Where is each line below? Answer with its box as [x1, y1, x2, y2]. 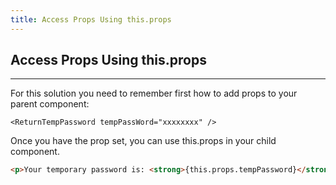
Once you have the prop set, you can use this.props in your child [10, 135, 277, 147]
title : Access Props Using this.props [10, 14, 172, 25]
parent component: [10, 98, 90, 110]
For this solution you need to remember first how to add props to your [10, 87, 298, 100]
